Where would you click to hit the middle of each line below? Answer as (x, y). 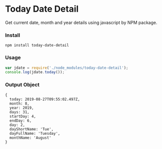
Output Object (22, 85)
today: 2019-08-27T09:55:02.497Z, (45, 99)
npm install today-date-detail (37, 45)
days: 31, (19, 112)
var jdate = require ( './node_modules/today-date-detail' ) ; (67, 68)
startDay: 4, (23, 116)
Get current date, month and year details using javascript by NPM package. (81, 22)
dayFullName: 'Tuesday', (35, 133)
